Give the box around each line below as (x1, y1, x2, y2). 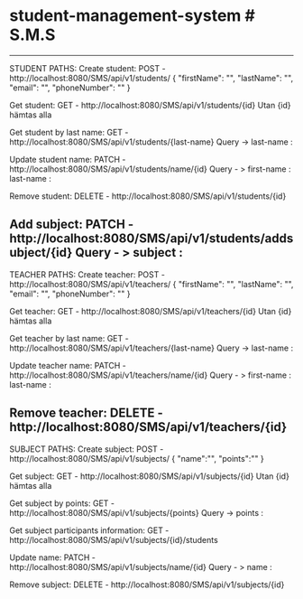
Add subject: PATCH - (9, 217, 133, 232)
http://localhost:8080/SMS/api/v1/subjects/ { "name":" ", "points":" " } (9, 453, 264, 463)
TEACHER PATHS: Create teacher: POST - (9, 268, 165, 280)
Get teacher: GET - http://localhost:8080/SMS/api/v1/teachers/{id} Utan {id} (9, 305, 292, 316)
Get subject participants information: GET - (9, 525, 170, 536)
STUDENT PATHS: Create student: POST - (9, 62, 166, 73)
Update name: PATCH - (9, 552, 96, 563)
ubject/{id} (9, 245, 73, 260)
